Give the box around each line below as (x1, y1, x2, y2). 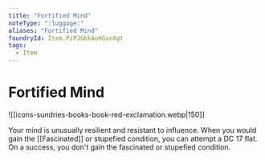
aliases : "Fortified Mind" (8, 26, 99, 34)
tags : (8, 42, 26, 50)
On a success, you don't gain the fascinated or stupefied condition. (8, 142, 231, 152)
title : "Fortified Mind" (8, 11, 92, 20)
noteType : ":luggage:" (8, 19, 84, 27)
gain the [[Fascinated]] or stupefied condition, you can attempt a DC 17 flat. (8, 134, 258, 143)
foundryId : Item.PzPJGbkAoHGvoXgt (8, 34, 124, 42)
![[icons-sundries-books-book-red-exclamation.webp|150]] (8, 110, 205, 119)
